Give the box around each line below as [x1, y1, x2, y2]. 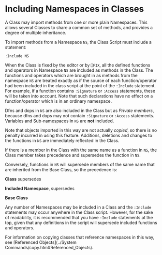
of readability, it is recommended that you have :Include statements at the [5, 214, 153, 220]
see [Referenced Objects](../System [5, 239, 76, 245]
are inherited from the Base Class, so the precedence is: [5, 166, 118, 173]
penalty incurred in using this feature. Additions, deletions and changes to [5, 132, 152, 138]
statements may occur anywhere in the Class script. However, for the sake [5, 209, 153, 215]
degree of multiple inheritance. [5, 30, 67, 35]
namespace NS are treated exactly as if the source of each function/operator [5, 78, 157, 83]
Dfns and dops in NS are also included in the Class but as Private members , [5, 108, 154, 113]
